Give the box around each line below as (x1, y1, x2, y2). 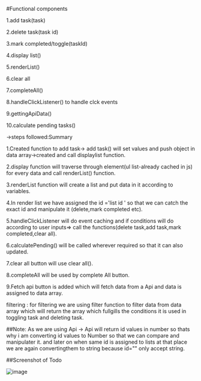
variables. (6, 188, 31, 194)
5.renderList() (6, 63, 40, 70)
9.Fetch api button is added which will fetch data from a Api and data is (6, 283, 182, 290)
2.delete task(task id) (6, 28, 59, 36)
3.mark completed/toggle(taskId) (6, 40, 88, 47)
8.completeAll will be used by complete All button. (6, 271, 130, 279)
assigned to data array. (6, 290, 63, 297)
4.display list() (6, 52, 41, 59)
